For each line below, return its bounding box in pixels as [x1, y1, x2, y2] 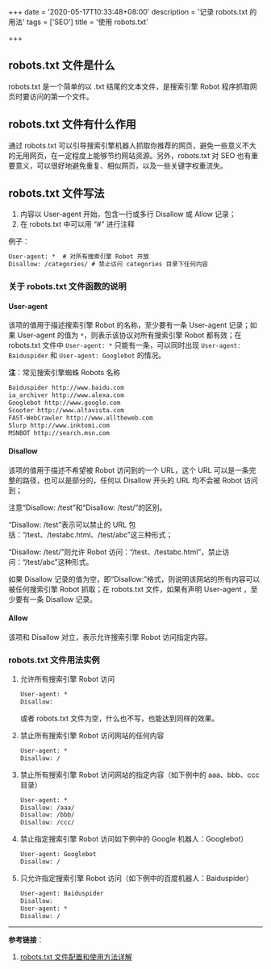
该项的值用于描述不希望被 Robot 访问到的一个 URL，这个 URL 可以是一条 [8, 465, 250, 474]
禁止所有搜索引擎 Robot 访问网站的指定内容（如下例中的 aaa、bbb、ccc [19, 770, 260, 779]
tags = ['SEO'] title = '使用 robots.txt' [27, 17, 149, 27]
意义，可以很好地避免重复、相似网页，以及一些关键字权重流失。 [15, 161, 227, 170]
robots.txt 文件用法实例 [8, 654, 100, 666]
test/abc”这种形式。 [27, 557, 94, 566]
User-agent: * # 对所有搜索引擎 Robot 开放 [8, 253, 149, 261]
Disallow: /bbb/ [19, 811, 75, 819]
